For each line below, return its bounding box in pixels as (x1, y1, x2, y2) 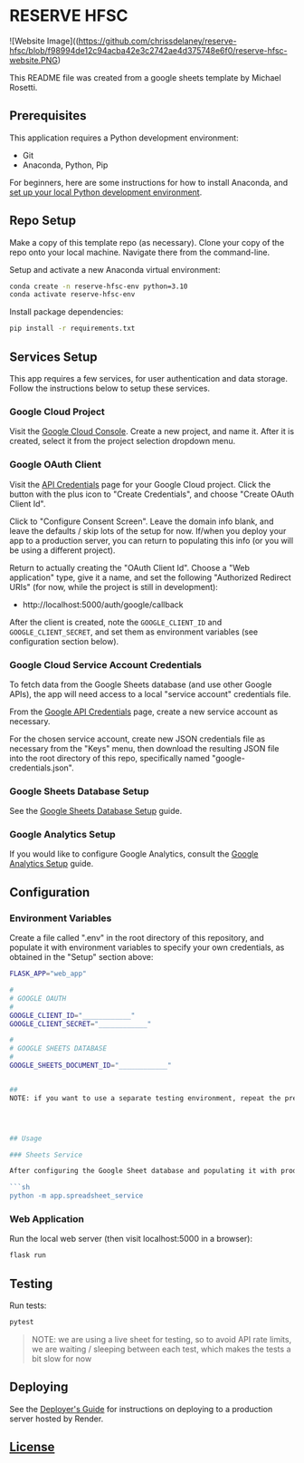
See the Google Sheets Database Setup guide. (9, 806, 183, 817)
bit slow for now (31, 1352, 92, 1364)
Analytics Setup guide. (9, 858, 94, 869)
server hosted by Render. (9, 1413, 104, 1424)
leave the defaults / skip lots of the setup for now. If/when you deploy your (9, 525, 287, 536)
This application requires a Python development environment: (9, 132, 239, 143)
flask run (9, 1251, 47, 1260)
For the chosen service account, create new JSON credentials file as (9, 733, 265, 744)
